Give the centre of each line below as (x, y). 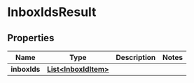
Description (136, 58)
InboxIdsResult (52, 12)
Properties (31, 38)
